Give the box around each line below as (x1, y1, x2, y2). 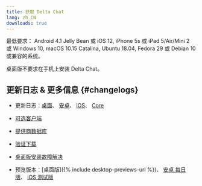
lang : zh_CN (6, 14, 36, 21)
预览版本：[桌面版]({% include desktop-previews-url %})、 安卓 (14, 166, 174, 173)
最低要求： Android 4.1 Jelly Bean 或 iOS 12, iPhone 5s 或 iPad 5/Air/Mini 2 (6, 37, 190, 45)
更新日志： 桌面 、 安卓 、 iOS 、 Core (14, 102, 104, 109)
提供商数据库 (14, 127, 47, 135)
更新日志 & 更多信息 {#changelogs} (6, 85, 139, 95)
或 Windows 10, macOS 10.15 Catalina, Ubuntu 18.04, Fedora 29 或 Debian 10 (6, 45, 196, 52)
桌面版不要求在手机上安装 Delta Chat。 (6, 65, 103, 72)
